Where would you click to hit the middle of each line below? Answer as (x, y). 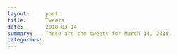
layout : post (33, 14)
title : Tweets (36, 20)
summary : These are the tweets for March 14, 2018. (90, 33)
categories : (25, 40)
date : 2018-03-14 (42, 27)
